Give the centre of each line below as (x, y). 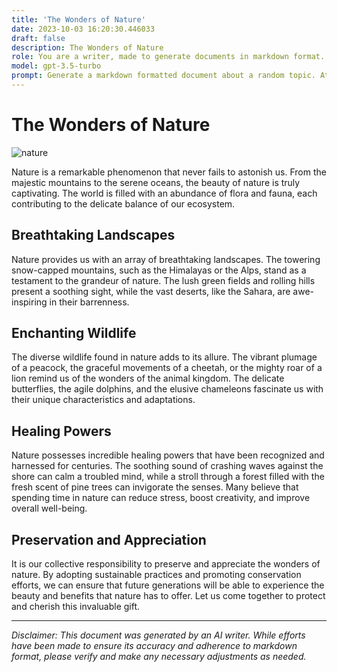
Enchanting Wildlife (74, 333)
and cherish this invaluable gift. (76, 607)
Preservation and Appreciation (109, 539)
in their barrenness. (89, 302)
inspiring (29, 302)
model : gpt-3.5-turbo (56, 66)
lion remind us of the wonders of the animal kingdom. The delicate (148, 378)
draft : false (38, 38)
